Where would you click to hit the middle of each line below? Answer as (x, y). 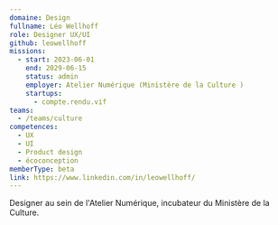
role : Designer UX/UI (50, 34)
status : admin (52, 77)
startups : (44, 93)
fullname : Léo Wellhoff (54, 26)
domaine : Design (40, 18)
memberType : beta (42, 169)
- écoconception (48, 160)
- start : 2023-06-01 (56, 60)
